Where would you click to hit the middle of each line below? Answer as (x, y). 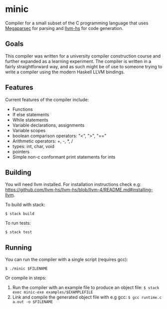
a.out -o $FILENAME (33, 302)
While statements (30, 120)
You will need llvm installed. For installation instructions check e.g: (73, 184)
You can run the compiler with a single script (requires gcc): (67, 260)
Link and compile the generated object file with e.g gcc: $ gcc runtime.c (87, 297)
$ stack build (20, 214)
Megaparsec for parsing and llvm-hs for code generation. (64, 28)
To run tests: (18, 223)
